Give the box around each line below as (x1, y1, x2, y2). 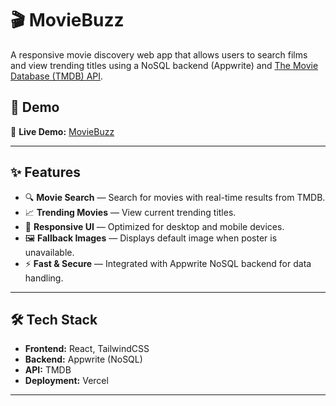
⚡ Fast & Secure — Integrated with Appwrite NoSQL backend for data (24, 257, 312, 269)
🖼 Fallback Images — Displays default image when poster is (24, 232, 278, 244)
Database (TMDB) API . (10, 70, 104, 82)
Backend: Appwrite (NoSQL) (24, 353, 143, 366)
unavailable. (24, 246, 75, 258)
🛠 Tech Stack (10, 311, 98, 328)
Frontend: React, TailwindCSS (24, 343, 150, 355)
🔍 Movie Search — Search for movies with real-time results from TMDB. (24, 191, 326, 203)
